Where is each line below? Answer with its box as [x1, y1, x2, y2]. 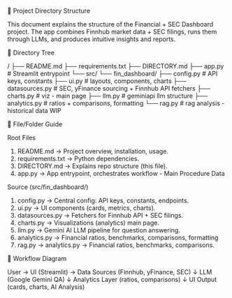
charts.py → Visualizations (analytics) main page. [17, 218, 159, 227]
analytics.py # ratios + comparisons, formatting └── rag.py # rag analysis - [7, 99, 225, 107]
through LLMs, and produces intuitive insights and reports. [7, 35, 176, 43]
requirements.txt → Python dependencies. [17, 154, 140, 163]
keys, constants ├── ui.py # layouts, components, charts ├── [7, 77, 187, 85]
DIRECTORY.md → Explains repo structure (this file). [17, 162, 168, 170]
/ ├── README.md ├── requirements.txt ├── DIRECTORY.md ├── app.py [7, 62, 224, 70]
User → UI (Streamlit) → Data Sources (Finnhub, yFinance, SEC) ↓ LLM [7, 268, 212, 276]
